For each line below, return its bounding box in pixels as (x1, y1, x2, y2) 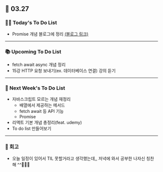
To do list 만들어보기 (12, 125, 52, 131)
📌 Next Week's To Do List (5, 84, 65, 91)
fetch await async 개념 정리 (12, 62, 66, 67)
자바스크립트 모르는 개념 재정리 (12, 96, 71, 102)
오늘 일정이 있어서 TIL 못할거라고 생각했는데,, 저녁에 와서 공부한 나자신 (12, 156, 146, 161)
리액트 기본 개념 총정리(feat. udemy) (12, 120, 82, 125)
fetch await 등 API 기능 (19, 109, 64, 114)
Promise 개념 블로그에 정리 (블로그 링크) (12, 31, 89, 37)
